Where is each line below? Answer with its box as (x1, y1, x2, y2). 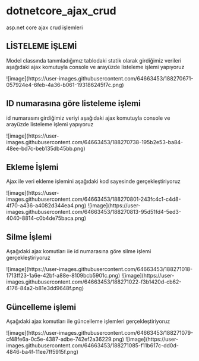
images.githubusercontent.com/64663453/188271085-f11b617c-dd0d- (6, 342, 179, 349)
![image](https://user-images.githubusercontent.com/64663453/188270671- (6, 74, 194, 82)
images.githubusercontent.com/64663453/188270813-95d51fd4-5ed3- (6, 208, 181, 216)
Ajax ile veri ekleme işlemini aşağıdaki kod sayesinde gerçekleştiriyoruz (6, 178, 181, 185)
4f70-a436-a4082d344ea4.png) (6, 202, 87, 209)
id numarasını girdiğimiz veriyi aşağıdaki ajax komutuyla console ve (6, 114, 170, 122)
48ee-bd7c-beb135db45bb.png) (6, 145, 86, 152)
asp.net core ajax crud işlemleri (6, 24, 83, 31)
